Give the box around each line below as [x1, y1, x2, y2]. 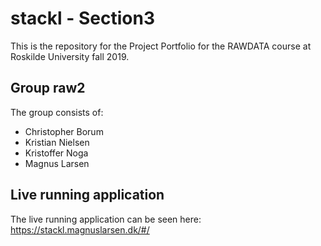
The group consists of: [10, 106, 104, 118]
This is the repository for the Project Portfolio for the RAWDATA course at [10, 40, 312, 52]
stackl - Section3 [10, 7, 155, 30]
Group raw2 [10, 80, 86, 97]
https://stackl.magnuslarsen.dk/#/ [10, 223, 150, 236]
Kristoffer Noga [24, 147, 89, 159]
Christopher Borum [24, 125, 104, 137]
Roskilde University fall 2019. [10, 50, 130, 62]
